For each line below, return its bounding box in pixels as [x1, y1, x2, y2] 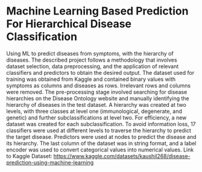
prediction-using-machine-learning [6, 159, 94, 166]
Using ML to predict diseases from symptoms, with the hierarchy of [6, 49, 174, 57]
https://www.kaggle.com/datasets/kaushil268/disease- [53, 152, 191, 159]
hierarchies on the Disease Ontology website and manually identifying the [6, 95, 189, 102]
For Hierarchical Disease [6, 17, 131, 31]
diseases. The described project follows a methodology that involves [6, 56, 177, 63]
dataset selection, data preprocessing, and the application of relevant [6, 62, 179, 70]
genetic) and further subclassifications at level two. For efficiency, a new [6, 113, 187, 121]
